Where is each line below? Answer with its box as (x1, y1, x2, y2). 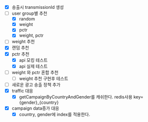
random (19, 16, 35, 22)
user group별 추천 (11, 10, 48, 16)
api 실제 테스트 (19, 63, 48, 69)
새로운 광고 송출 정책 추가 (11, 81, 61, 87)
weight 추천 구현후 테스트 (19, 75, 68, 81)
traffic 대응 (11, 88, 33, 94)
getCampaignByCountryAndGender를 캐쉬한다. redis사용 (19, 94, 133, 99)
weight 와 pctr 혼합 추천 (11, 69, 59, 75)
